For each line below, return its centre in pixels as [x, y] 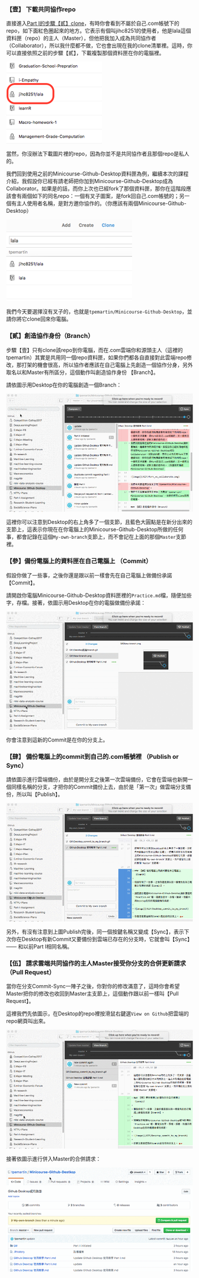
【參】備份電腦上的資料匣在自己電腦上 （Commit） [79, 561]
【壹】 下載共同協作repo [41, 9]
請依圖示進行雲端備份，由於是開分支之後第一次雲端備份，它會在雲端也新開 [97, 779]
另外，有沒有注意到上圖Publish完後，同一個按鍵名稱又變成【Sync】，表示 [95, 932]
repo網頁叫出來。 [28, 1021]
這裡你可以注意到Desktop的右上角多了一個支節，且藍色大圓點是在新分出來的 [99, 522]
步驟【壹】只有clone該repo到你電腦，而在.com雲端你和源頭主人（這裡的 [95, 350]
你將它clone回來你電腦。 [41, 319]
